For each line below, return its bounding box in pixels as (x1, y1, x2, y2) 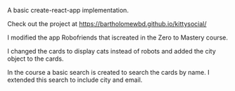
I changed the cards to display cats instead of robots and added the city (7, 47, 216, 55)
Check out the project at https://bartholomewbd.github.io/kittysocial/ (7, 20, 207, 28)
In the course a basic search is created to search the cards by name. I (7, 68, 210, 76)
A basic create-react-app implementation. (7, 6, 129, 14)
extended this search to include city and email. (7, 75, 143, 84)
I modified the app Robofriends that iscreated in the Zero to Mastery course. (7, 33, 229, 42)
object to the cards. (7, 54, 64, 63)
